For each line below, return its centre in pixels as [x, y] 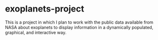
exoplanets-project [44, 9]
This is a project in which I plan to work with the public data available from [79, 22]
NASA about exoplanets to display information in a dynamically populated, [79, 27]
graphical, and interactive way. [36, 32]
